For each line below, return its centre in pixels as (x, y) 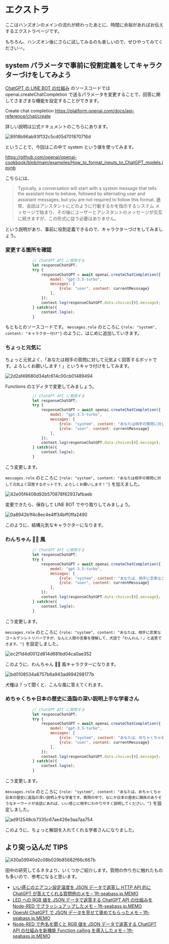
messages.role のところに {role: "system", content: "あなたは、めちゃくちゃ (83, 792)
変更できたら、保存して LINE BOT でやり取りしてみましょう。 (69, 505)
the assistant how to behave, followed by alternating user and (81, 194)
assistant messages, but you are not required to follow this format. (86, 200)
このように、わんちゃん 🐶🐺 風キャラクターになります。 (62, 664)
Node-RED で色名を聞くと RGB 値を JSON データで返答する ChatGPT (84, 924)
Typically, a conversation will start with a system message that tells (87, 188)
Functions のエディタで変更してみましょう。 (51, 386)
